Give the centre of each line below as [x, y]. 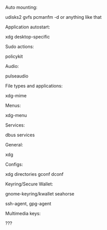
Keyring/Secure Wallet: [29, 184]
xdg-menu [16, 115]
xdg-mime [16, 95]
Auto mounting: [21, 7]
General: [14, 145]
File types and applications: [34, 86]
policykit [14, 56]
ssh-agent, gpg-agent [28, 204]
